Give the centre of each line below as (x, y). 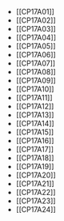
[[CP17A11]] (34, 98)
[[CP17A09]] (36, 81)
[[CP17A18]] (35, 158)
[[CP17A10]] (35, 89)
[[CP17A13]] (35, 115)
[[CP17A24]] (36, 209)
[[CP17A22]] (36, 192)
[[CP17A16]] (35, 140)
